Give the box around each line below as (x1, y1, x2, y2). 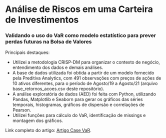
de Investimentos (5, 14, 79, 25)
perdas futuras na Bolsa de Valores (5, 38, 92, 45)
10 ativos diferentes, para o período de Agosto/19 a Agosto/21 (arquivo (12, 80, 158, 86)
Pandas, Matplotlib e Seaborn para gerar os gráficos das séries (12, 96, 143, 102)
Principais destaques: (5, 49, 50, 55)
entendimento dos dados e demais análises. (12, 64, 103, 70)
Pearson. (12, 107, 31, 113)
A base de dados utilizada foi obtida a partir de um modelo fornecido (12, 70, 154, 76)
